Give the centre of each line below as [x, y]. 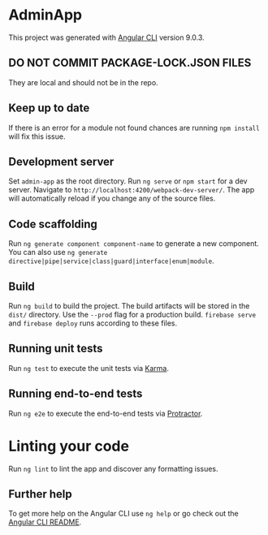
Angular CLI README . [45, 522]
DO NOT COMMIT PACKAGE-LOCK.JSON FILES [130, 63]
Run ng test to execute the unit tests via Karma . [89, 368]
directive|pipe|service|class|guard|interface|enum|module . [111, 261]
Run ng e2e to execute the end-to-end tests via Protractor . [106, 413]
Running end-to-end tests [76, 394]
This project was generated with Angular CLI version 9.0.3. [106, 37]
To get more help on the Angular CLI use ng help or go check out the [123, 514]
